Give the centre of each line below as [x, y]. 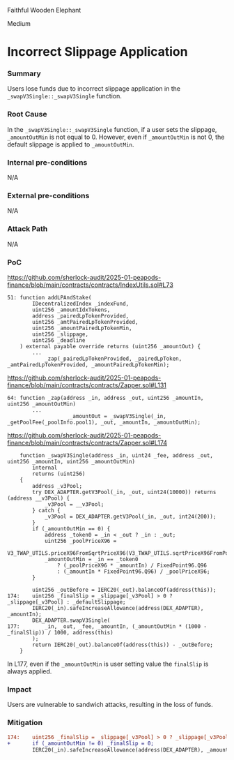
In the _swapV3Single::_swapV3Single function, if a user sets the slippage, [112, 129]
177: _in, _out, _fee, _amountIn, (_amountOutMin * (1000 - [107, 626]
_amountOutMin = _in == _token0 [91, 559]
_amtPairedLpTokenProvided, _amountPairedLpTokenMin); [88, 365]
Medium [19, 23]
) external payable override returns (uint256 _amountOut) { [110, 346]
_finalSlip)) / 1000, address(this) [60, 632]
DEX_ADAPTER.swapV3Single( [71, 620]
